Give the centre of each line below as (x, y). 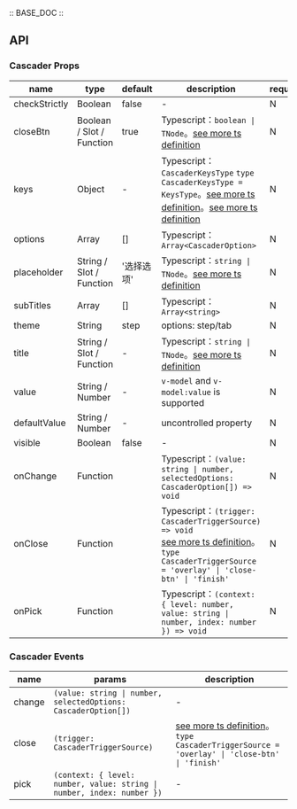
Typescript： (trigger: (209, 510)
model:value (187, 392)
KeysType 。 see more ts (208, 194)
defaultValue (40, 423)
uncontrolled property (207, 423)
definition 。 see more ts (209, 207)
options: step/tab (197, 325)
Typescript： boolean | (209, 120)
